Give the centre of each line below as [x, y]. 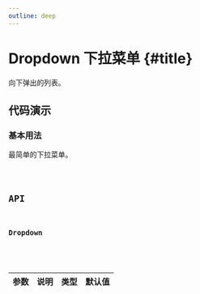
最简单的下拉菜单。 [40, 155]
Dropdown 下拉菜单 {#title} [100, 58]
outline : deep [32, 16]
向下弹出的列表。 [37, 83]
